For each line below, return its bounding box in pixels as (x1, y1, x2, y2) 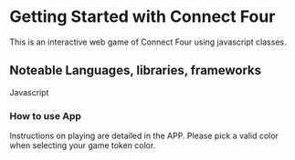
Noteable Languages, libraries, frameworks (9, 63, 262, 78)
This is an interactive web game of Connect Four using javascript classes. (9, 36, 287, 47)
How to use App (9, 109, 82, 122)
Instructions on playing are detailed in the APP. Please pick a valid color (9, 130, 279, 142)
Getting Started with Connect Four (9, 6, 276, 27)
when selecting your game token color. (9, 140, 156, 151)
